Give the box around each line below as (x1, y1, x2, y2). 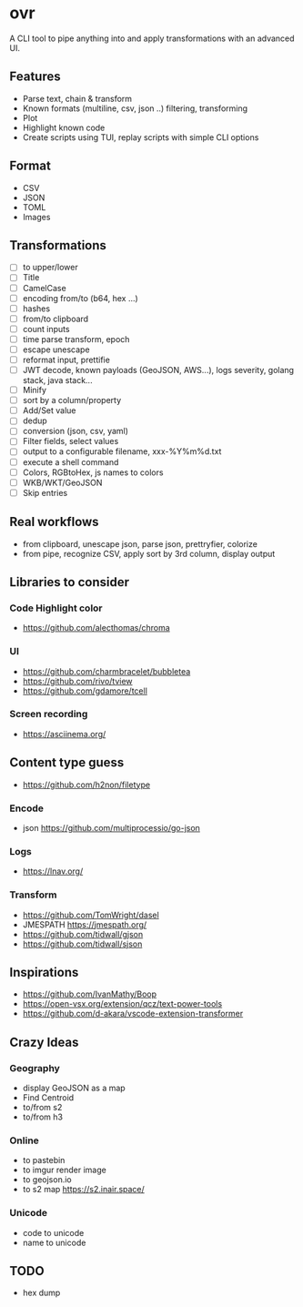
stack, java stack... (22, 375, 93, 386)
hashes (22, 303, 51, 314)
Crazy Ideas (9, 1034, 79, 1049)
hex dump (22, 1287, 61, 1299)
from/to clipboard (22, 313, 89, 324)
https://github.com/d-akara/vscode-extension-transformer (22, 1008, 244, 1019)
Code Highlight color (9, 602, 103, 614)
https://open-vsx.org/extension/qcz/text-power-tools (22, 998, 223, 1009)
